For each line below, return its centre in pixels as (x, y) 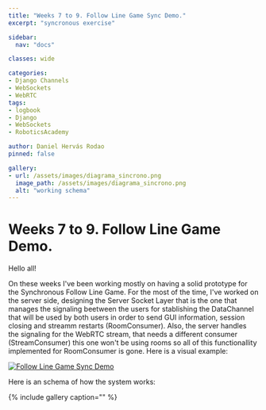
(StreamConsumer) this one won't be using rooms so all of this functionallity (133, 343)
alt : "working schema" (53, 190)
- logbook (25, 110)
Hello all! (23, 268)
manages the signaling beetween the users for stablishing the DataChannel (131, 309)
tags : (17, 103)
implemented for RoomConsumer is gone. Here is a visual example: (118, 351)
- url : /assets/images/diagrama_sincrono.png (85, 175)
